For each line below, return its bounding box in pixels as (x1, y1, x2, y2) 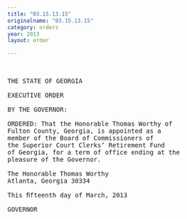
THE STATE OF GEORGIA (7, 77, 83, 86)
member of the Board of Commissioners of (7, 134, 154, 143)
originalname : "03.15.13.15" (7, 17, 94, 24)
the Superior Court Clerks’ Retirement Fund (7, 141, 166, 150)
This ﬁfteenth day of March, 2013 (7, 191, 128, 200)
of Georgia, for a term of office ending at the (7, 148, 180, 157)
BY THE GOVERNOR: (7, 106, 68, 114)
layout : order (7, 37, 50, 44)
